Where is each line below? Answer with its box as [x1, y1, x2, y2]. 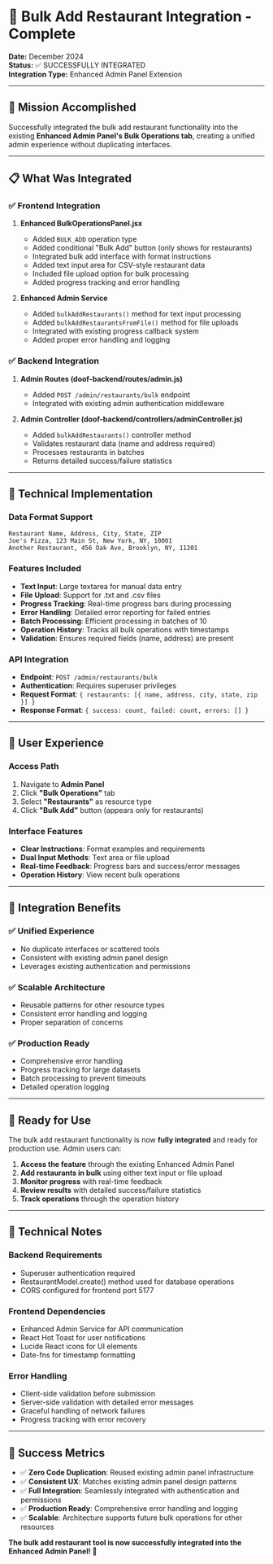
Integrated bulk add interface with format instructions [32, 251, 211, 261]
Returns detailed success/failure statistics [32, 456, 173, 465]
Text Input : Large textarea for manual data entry [19, 581, 183, 591]
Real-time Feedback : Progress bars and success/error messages [19, 862, 240, 871]
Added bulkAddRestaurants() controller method [32, 430, 192, 439]
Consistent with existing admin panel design [19, 952, 168, 963]
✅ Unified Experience [8, 925, 95, 937]
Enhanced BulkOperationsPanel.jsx [19, 219, 143, 229]
